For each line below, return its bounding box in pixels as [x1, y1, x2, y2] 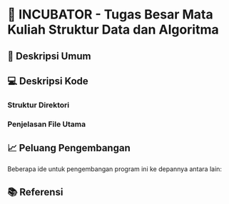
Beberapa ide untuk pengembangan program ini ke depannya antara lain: [7, 164, 223, 173]
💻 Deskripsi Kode [7, 75, 89, 87]
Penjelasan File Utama [7, 119, 86, 129]
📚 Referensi [7, 186, 63, 198]
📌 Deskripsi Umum [7, 50, 91, 62]
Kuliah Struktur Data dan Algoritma [7, 21, 219, 38]
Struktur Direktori [7, 100, 70, 110]
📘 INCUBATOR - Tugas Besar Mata [7, 6, 213, 23]
